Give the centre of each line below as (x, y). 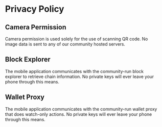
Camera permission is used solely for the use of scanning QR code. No (77, 39)
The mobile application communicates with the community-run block (74, 71)
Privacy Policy (35, 9)
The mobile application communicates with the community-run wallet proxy (81, 109)
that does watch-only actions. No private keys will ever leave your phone (79, 114)
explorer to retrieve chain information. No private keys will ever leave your (80, 76)
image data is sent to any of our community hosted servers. (65, 44)
